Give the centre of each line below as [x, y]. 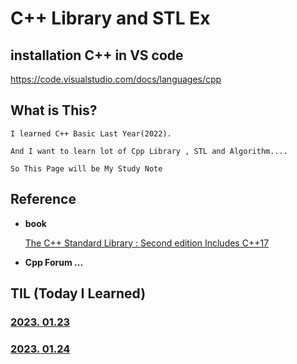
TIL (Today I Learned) [78, 293]
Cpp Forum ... [54, 262]
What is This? [54, 110]
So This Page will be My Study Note [86, 168]
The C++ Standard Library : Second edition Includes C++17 [147, 243]
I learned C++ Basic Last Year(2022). [91, 133]
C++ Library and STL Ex [110, 18]
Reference [43, 199]
